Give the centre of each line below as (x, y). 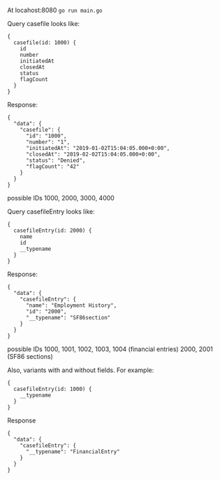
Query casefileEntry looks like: (51, 212)
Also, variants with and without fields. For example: (81, 370)
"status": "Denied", (56, 160)
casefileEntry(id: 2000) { (53, 231)
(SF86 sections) (30, 356)
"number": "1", (48, 142)
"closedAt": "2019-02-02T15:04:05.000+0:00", (93, 154)
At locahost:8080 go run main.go (55, 10)
